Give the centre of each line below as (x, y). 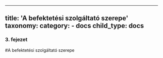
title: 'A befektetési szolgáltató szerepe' (67, 18)
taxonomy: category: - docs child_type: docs (74, 26)
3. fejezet (16, 40)
